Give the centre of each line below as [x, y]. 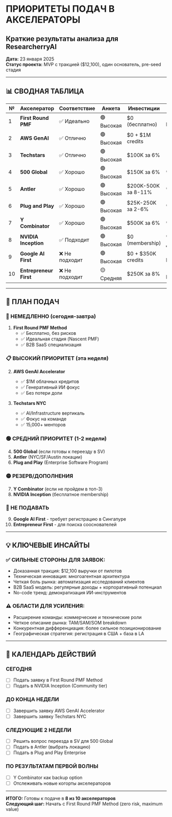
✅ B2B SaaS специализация [51, 345]
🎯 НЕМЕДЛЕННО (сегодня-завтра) [51, 316]
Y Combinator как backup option [48, 777]
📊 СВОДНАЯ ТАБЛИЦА [45, 91]
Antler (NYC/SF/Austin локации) [48, 457]
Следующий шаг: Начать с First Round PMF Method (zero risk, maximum [84, 804]
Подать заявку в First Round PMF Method [58, 680]
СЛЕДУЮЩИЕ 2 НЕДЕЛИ [39, 730]
